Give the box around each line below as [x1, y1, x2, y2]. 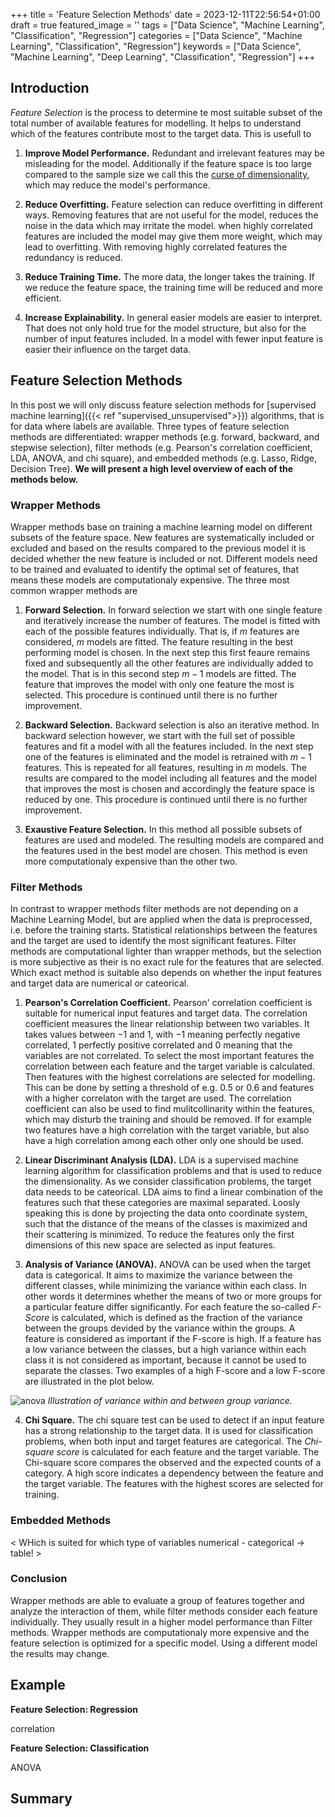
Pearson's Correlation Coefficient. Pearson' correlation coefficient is [24, 997, 313, 1009]
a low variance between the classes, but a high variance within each [24, 1344, 307, 1356]
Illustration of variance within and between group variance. [47, 1395, 293, 1407]
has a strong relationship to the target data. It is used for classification [24, 1425, 313, 1437]
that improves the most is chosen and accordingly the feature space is [24, 782, 315, 794]
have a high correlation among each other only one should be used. [24, 1135, 304, 1147]
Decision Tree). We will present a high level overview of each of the [10, 462, 294, 474]
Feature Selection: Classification [10, 1742, 150, 1754]
